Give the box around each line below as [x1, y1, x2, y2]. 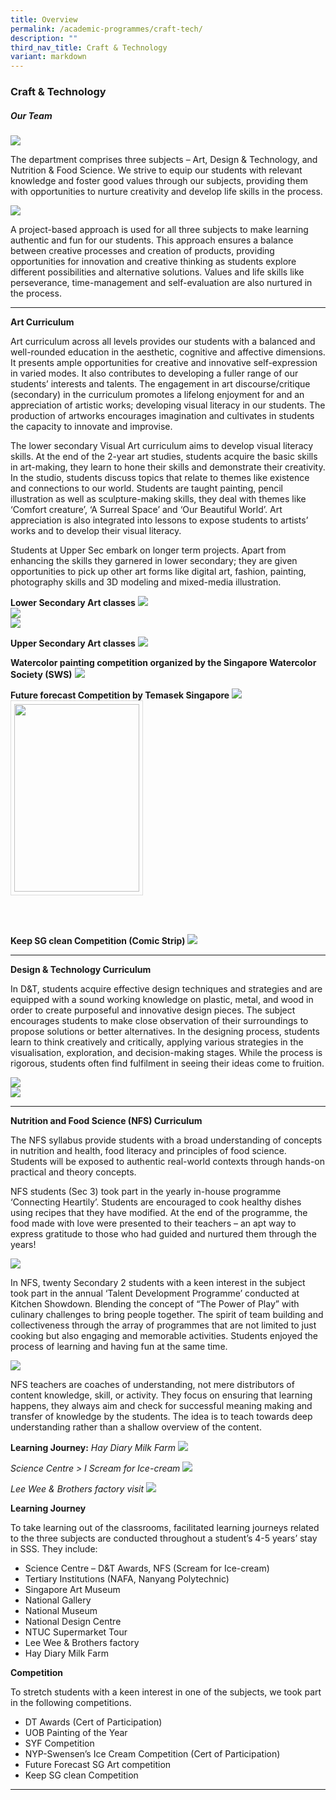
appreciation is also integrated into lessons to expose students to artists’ [10, 514, 309, 526]
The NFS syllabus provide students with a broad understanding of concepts [10, 1134, 323, 1146]
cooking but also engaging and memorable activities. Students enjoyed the [10, 1330, 319, 1342]
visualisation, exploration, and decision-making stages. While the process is [10, 1047, 323, 1059]
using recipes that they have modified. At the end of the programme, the [10, 1207, 308, 1219]
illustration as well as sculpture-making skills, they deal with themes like [10, 493, 307, 505]
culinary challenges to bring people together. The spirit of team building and [10, 1309, 324, 1321]
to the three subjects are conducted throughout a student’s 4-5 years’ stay [10, 1532, 318, 1545]
